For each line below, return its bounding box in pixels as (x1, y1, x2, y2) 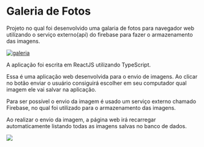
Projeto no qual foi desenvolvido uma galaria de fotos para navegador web (6, 24, 195, 32)
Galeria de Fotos (6, 4, 91, 18)
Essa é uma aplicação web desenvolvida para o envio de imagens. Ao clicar (6, 73, 198, 80)
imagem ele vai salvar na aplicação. (6, 85, 97, 93)
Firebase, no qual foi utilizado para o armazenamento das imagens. (6, 104, 176, 111)
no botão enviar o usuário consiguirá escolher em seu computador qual (6, 79, 187, 87)
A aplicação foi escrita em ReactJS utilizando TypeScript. (6, 61, 151, 68)
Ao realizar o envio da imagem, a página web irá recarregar (6, 116, 156, 123)
